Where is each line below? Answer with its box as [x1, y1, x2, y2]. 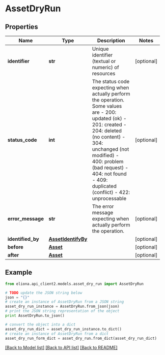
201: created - [92, 121, 127, 128]
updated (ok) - [92, 115, 127, 122]
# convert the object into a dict [5, 322, 76, 327]
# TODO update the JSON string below [5, 290, 82, 295]
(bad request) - [92, 164, 129, 171]
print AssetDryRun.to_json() [5, 313, 65, 318]
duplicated [92, 183, 117, 190]
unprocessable [92, 195, 127, 202]
